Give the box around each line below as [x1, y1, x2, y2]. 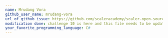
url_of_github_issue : [5, 16, 50, 21]
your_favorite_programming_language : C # [5, 26, 91, 31]
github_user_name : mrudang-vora [5, 12, 72, 17]
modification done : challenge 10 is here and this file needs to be [5, 21, 151, 26]
